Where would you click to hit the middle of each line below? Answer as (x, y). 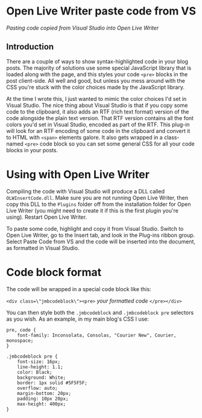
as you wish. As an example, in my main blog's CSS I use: (77, 319)
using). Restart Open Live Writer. (47, 217)
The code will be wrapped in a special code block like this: (79, 289)
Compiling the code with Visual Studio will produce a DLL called (85, 191)
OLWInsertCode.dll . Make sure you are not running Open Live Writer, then (97, 198)
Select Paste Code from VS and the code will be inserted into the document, (101, 241)
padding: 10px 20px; (43, 399)
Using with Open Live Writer (78, 174)
